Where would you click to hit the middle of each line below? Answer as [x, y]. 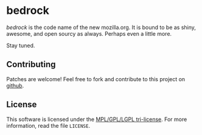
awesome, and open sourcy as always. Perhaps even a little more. [89, 33]
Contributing [31, 64]
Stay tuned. [21, 45]
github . [15, 85]
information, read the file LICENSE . [48, 125]
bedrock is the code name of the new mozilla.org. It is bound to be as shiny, [101, 27]
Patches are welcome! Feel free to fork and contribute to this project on [96, 79]
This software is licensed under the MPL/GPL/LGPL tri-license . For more [97, 119]
